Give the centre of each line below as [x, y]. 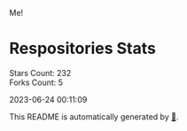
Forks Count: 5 [36, 82]
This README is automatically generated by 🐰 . [94, 116]
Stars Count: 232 [40, 73]
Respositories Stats [83, 49]
